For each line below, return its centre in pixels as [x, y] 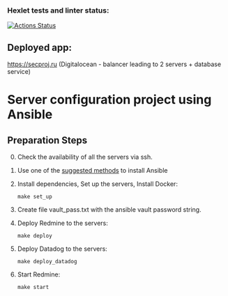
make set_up [35, 197]
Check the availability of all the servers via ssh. [85, 157]
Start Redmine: [39, 274]
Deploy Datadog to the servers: [62, 249]
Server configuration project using [109, 100]
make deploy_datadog [47, 262]
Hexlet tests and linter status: [58, 10]
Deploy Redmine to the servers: [62, 223]
